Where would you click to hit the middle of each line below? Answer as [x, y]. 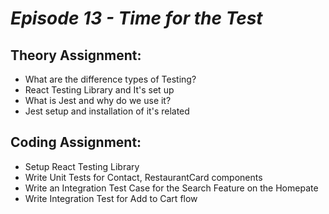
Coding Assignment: [76, 142]
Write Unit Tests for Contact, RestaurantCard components [143, 177]
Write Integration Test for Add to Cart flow [111, 198]
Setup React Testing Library [82, 166]
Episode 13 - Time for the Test [136, 18]
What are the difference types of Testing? [110, 79]
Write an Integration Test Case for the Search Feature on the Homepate [171, 188]
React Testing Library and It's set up [99, 90]
